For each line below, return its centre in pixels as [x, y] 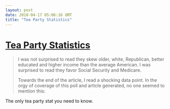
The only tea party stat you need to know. [49, 101]
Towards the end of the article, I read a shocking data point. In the [87, 80]
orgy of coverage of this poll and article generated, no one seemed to [91, 86]
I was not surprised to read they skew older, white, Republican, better [91, 59]
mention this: [31, 91]
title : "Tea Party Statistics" [39, 20]
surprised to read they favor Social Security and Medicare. [80, 70]
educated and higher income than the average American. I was [84, 65]
